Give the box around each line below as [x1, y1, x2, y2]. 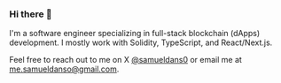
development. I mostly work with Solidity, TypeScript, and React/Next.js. [9, 37, 273, 48]
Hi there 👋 [9, 8, 53, 20]
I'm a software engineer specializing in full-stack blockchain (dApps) [9, 28, 261, 39]
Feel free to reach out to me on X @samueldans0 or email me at [9, 55, 242, 65]
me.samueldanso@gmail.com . [9, 64, 120, 74]
